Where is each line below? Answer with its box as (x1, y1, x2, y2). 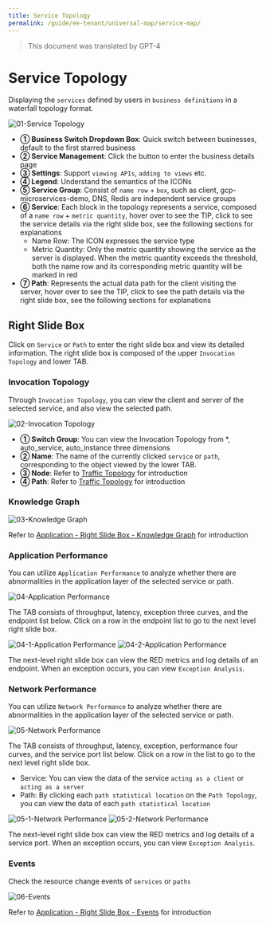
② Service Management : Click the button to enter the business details (19, 152, 255, 161)
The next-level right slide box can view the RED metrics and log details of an (8, 655, 259, 665)
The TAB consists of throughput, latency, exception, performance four (8, 741, 238, 750)
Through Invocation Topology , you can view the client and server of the (8, 395, 244, 404)
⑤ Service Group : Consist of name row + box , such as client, (19, 185, 219, 195)
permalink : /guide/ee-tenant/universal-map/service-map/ (8, 19, 201, 27)
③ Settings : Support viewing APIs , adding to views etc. (19, 168, 207, 178)
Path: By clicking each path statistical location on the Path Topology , (19, 790, 257, 800)
